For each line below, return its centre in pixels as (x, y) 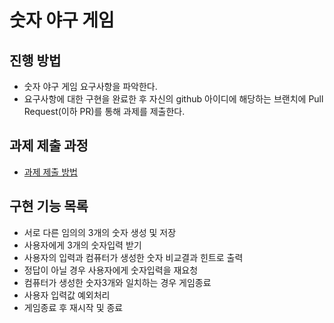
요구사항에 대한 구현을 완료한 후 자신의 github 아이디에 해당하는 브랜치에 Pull (173, 99)
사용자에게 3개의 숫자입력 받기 (82, 245)
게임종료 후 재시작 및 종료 (73, 307)
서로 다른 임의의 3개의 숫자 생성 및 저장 (100, 232)
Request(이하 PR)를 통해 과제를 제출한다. (104, 111)
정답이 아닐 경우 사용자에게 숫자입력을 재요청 (111, 270)
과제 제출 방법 (50, 172)
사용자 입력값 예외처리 (67, 295)
